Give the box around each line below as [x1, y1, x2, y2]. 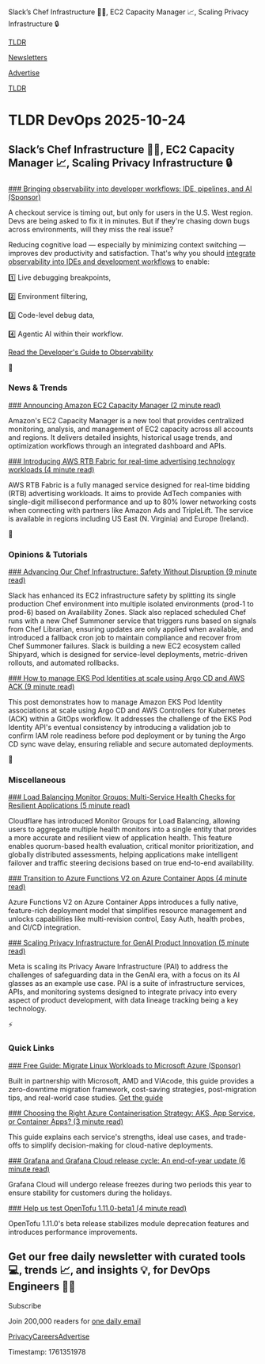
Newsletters [8, 53, 47, 62]
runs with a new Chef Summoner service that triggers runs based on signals [8, 616, 257, 625]
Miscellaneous [8, 774, 66, 785]
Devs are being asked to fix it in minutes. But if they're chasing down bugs [8, 216, 251, 225]
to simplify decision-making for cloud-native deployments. [22, 1140, 214, 1150]
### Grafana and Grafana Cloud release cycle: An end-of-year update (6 [8, 1156, 246, 1165]
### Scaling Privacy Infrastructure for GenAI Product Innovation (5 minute [8, 938, 250, 948]
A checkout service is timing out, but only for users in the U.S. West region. [8, 208, 253, 217]
